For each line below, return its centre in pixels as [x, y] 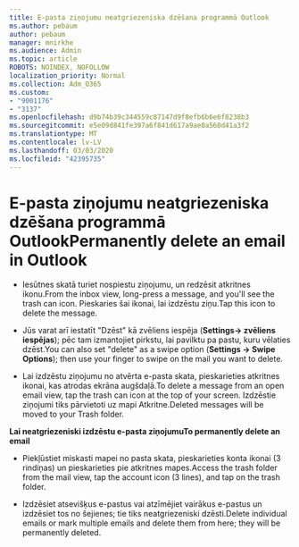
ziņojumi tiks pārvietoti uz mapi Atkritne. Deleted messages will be [143, 405]
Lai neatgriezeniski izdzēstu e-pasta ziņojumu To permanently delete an [145, 432]
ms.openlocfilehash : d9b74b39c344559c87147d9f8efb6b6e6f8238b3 [129, 117]
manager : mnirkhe [42, 42]
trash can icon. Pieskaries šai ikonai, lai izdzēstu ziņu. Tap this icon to [149, 304]
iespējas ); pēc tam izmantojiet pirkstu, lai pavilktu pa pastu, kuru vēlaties [156, 340]
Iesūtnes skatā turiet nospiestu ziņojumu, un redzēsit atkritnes [137, 285]
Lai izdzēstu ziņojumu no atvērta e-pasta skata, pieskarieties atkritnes [151, 376]
